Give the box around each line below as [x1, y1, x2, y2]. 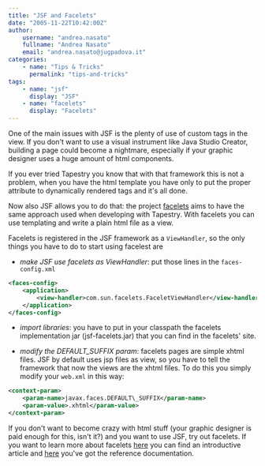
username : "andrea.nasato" [22, 33, 111, 42]
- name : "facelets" [22, 100, 87, 107]
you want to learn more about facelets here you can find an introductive [8, 440, 241, 449]
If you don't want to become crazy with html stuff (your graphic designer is [8, 423, 252, 433]
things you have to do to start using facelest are [8, 242, 163, 251]
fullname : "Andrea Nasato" [22, 41, 111, 49]
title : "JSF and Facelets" [8, 11, 97, 20]
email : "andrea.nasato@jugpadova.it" [22, 48, 147, 56]
